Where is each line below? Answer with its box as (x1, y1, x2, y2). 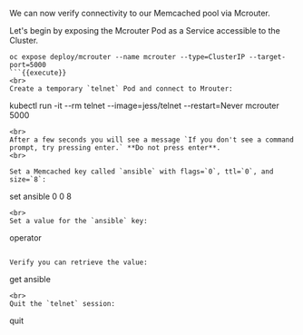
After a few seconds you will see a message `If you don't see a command (9, 135, 295, 144)
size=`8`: (9, 175, 47, 184)
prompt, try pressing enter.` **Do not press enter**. (9, 143, 221, 153)
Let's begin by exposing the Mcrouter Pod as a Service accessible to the (9, 25, 281, 35)
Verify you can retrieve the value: (9, 258, 148, 267)
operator (9, 232, 43, 243)
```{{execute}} (9, 68, 67, 77)
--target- (249, 53, 286, 62)
